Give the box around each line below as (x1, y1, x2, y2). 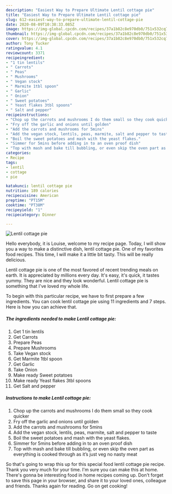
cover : (6, 36, 20, 42)
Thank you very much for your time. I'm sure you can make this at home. (6, 467, 159, 473)
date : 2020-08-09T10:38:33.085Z (6, 22, 75, 27)
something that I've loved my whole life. (6, 283, 90, 290)
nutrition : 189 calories (6, 188, 59, 194)
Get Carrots (13, 334, 38, 340)
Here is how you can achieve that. (6, 304, 78, 310)
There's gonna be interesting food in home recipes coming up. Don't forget (6, 472, 164, 478)
